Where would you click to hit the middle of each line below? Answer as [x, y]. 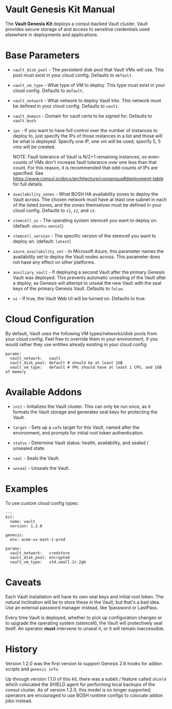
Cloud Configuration [50, 319]
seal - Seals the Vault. [36, 458]
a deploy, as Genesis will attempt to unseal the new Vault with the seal [87, 283]
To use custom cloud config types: [42, 503]
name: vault [23, 521]
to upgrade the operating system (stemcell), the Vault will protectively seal [84, 623]
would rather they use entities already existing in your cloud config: [77, 344]
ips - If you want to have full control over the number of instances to [85, 130]
